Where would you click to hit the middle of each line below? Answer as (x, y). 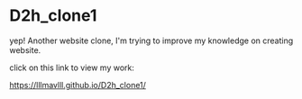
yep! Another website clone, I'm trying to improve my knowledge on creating (151, 40)
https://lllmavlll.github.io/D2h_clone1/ (78, 85)
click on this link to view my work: (72, 67)
